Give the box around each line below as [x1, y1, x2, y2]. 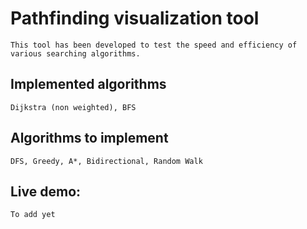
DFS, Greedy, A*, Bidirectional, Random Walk [10, 156, 203, 166]
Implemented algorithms [10, 76, 167, 93]
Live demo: [10, 183, 82, 200]
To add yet [10, 210, 56, 220]
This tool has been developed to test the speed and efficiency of [10, 40, 298, 50]
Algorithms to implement [10, 130, 169, 147]
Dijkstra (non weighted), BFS [10, 102, 137, 112]
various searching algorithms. [10, 48, 141, 59]
